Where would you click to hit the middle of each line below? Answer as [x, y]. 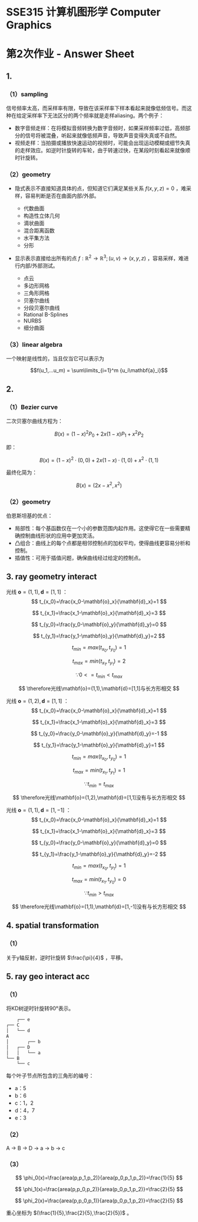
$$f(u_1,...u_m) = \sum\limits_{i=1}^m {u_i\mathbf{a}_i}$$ [99, 370]
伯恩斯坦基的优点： [29, 516]
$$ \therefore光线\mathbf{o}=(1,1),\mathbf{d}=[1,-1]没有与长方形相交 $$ [99, 907]
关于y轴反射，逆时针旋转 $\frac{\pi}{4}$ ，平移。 [66, 957]
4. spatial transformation [52, 926]
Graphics [29, 25]
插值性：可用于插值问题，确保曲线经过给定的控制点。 [79, 558]
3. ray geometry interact [52, 577]
